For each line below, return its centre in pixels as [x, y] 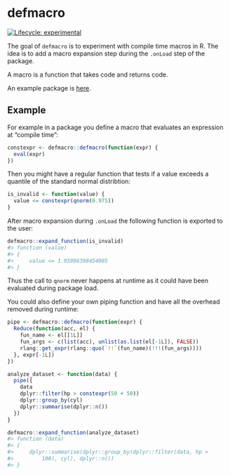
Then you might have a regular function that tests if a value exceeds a [108, 174]
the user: [20, 228]
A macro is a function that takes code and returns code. [88, 74]
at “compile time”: [33, 134]
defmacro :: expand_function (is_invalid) [66, 241]
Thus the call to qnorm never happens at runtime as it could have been [108, 281]
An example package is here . [49, 88]
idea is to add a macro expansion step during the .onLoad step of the [106, 53]
